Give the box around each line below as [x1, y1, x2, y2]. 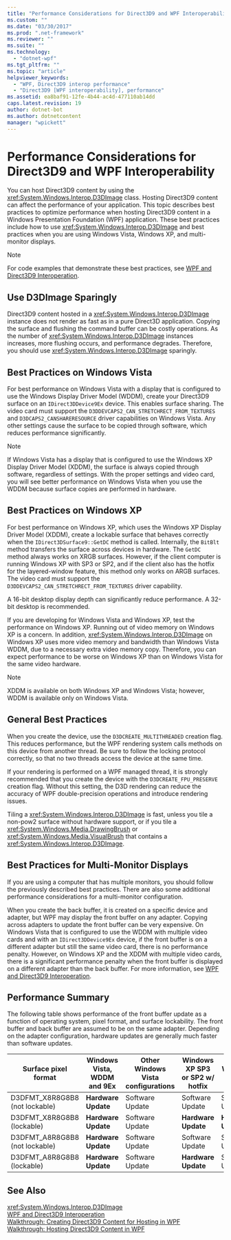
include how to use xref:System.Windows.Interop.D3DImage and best [7, 223, 205, 231]
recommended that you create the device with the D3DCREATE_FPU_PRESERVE [7, 774, 218, 783]
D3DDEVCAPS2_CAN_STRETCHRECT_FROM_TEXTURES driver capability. [7, 581, 183, 590]
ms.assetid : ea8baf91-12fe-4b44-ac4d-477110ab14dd [7, 94, 155, 101]
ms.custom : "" [7, 17, 48, 23]
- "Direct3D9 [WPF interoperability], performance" [13, 87, 165, 94]
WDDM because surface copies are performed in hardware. [7, 485, 177, 493]
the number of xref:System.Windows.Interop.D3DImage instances [7, 332, 194, 340]
